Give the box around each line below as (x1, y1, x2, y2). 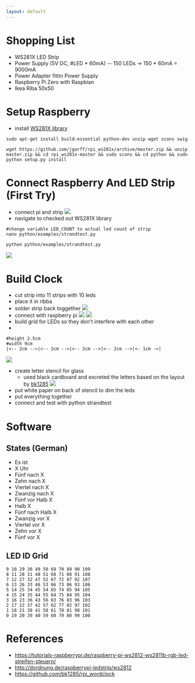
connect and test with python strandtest (14, 399, 112, 406)
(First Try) (6, 189, 56, 202)
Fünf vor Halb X (14, 496, 53, 503)
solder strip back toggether (14, 305, 81, 312)
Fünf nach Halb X (14, 509, 57, 516)
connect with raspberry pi (14, 312, 78, 319)
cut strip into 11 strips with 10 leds (14, 292, 96, 299)
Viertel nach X (14, 484, 49, 491)
